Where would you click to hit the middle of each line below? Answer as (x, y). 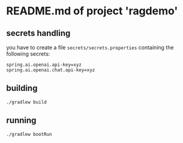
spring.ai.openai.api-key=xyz (44, 65)
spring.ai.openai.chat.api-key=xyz (51, 70)
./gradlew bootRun (29, 134)
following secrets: (28, 54)
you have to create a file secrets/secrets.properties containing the (90, 47)
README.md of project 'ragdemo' (92, 11)
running (21, 121)
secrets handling (38, 33)
